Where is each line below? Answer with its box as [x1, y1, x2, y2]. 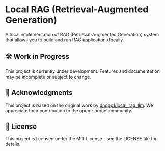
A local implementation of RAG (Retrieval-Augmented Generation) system [5, 31, 159, 37]
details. [5, 141, 21, 147]
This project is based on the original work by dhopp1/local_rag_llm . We [5, 102, 153, 108]
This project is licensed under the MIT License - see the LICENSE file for [5, 136, 157, 142]
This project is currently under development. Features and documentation [5, 68, 160, 74]
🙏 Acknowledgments [5, 88, 73, 97]
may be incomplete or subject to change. [5, 73, 92, 80]
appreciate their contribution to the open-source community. [5, 107, 132, 113]
